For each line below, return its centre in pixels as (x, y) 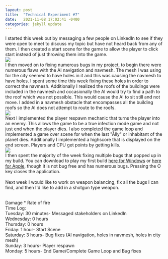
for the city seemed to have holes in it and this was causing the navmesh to (83, 76)
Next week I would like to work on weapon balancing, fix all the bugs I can (82, 182)
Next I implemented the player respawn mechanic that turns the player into (82, 118)
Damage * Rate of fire (28, 203)
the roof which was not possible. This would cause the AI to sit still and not (83, 97)
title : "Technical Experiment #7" (43, 15)
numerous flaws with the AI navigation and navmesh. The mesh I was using (83, 70)
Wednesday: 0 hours (27, 219)
